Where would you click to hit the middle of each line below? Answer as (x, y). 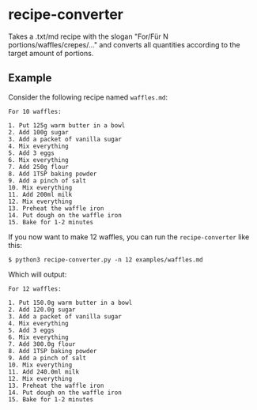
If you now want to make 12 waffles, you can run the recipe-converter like (129, 237)
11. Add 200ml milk (40, 194)
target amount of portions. (51, 53)
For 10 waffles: (35, 111)
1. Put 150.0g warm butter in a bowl (70, 303)
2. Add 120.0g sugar (42, 310)
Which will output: (38, 274)
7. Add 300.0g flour (42, 344)
